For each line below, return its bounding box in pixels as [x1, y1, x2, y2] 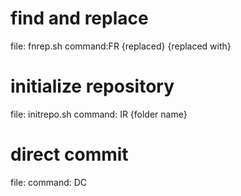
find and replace [10, 7, 149, 30]
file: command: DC [10, 176, 88, 188]
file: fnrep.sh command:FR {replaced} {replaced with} [10, 40, 232, 52]
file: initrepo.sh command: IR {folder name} [10, 108, 188, 120]
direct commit [10, 143, 129, 166]
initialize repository [10, 75, 175, 98]
